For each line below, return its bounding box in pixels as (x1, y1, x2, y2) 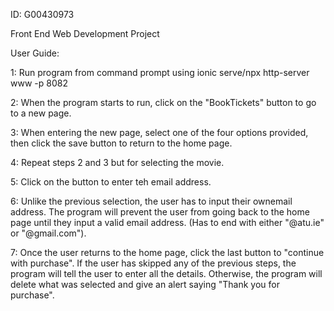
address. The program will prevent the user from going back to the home (10, 206, 310, 218)
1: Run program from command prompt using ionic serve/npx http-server (10, 67, 310, 78)
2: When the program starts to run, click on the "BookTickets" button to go (10, 97, 317, 108)
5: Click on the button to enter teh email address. (10, 176, 212, 188)
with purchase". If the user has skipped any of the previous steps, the (10, 257, 297, 269)
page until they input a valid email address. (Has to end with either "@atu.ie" (10, 217, 325, 228)
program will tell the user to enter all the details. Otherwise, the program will (10, 268, 323, 279)
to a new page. (10, 107, 72, 119)
